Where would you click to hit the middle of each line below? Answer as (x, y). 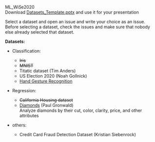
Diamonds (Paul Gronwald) (46, 105)
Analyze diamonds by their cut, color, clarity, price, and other (81, 110)
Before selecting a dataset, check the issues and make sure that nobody (77, 27)
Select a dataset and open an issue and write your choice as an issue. (75, 22)
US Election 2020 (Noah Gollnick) (53, 76)
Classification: (26, 51)
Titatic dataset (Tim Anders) (48, 71)
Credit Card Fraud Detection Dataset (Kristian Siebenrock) (78, 134)
